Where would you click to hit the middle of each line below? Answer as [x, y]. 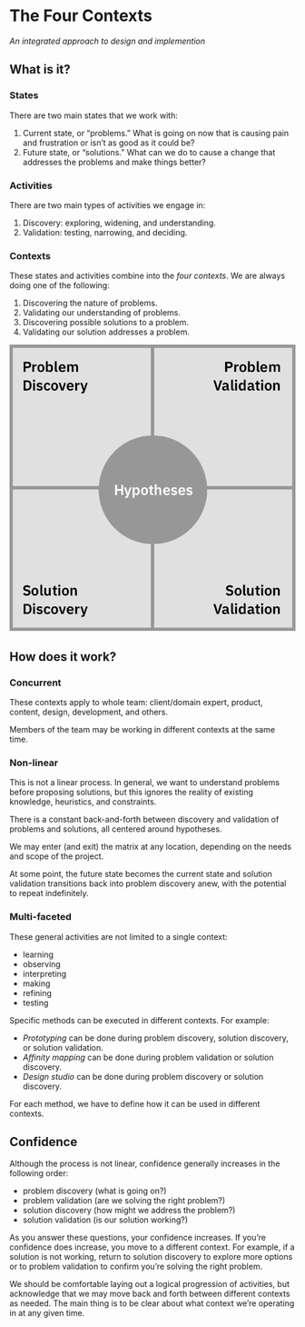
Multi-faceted [41, 917]
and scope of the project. [57, 856]
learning [38, 954]
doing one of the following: [60, 285]
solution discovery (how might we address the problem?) [129, 1211]
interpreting [44, 973]
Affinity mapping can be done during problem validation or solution [148, 1057]
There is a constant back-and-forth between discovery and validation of [144, 820]
